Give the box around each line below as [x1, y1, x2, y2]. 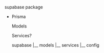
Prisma [11, 14, 26, 19]
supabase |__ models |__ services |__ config [11, 42, 100, 48]
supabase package [4, 4, 43, 10]
